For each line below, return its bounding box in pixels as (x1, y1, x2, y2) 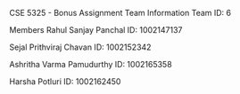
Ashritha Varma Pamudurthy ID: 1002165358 (9, 59, 172, 69)
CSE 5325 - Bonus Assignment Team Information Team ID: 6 (9, 8, 232, 18)
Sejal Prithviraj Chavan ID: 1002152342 (9, 42, 152, 52)
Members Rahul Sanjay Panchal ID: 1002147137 (9, 25, 183, 35)
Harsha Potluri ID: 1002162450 (9, 76, 121, 87)
